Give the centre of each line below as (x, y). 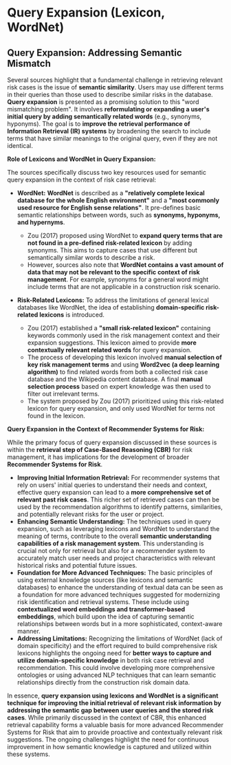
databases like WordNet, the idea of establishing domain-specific (111, 307)
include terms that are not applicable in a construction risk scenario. (124, 287)
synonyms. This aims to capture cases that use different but (112, 250)
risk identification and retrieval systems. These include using (103, 602)
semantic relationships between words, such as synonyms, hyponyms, (119, 215)
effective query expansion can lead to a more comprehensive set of (114, 492)
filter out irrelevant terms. (63, 394)
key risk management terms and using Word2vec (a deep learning (123, 365)
